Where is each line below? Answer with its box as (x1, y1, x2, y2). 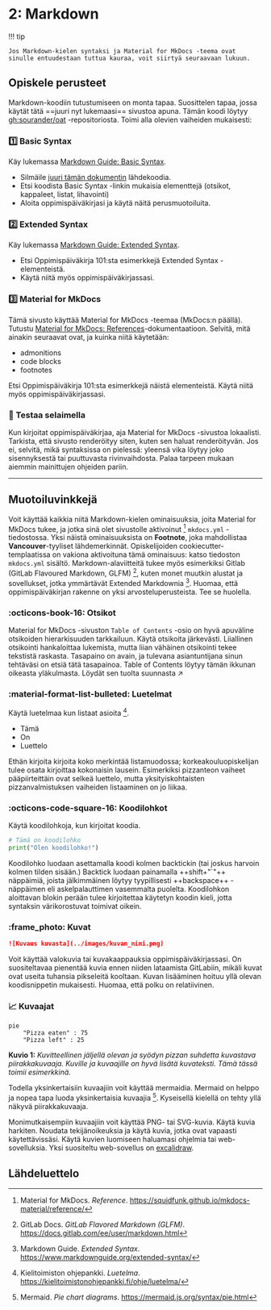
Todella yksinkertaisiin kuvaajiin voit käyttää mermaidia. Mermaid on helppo (8, 1083, 260, 1093)
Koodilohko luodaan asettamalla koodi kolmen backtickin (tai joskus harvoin (8, 859, 260, 868)
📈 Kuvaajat (8, 1001, 55, 1012)
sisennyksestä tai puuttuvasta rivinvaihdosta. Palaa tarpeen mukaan (8, 453, 235, 462)
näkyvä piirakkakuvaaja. (8, 1102, 89, 1111)
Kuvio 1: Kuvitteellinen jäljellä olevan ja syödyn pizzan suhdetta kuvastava (8, 1050, 256, 1060)
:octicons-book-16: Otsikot (8, 607, 117, 618)
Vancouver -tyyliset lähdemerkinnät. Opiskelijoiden (8, 542, 177, 551)
